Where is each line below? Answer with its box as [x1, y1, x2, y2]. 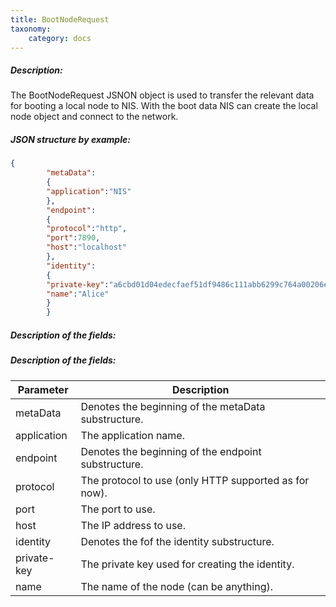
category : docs [28, 33, 92, 43]
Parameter [17, 382, 69, 396]
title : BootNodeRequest [10, 14, 110, 25]
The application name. [80, 428, 185, 442]
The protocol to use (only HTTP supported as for [80, 473, 310, 487]
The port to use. [80, 502, 156, 516]
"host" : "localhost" [46, 242, 128, 253]
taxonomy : [10, 24, 52, 34]
